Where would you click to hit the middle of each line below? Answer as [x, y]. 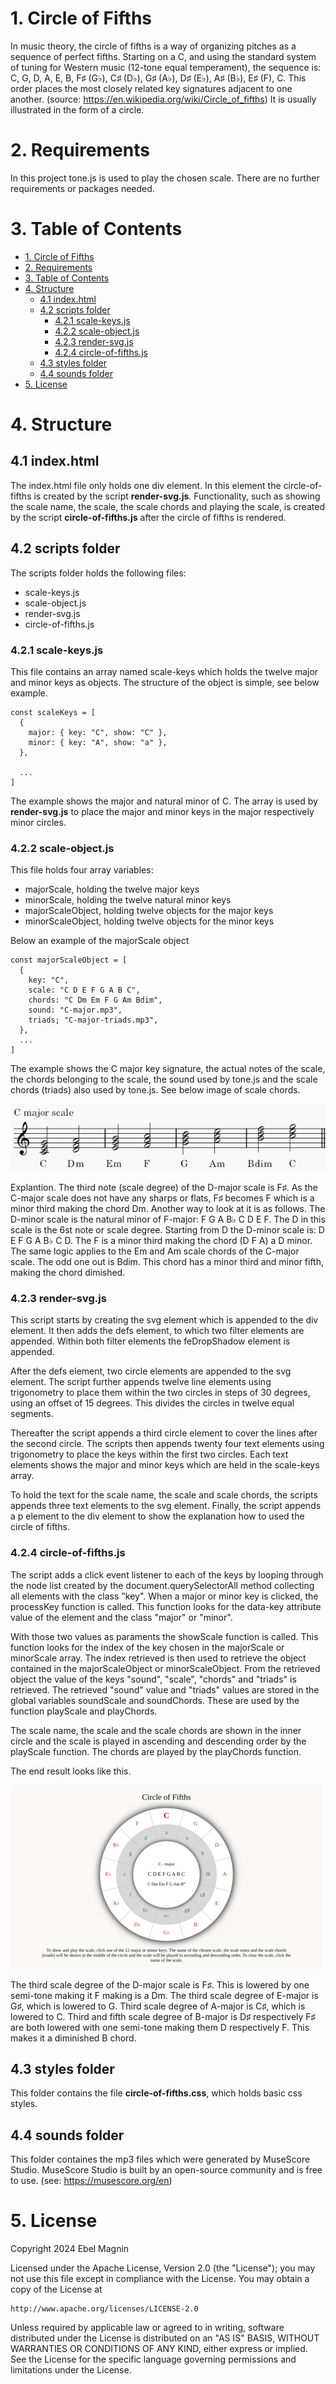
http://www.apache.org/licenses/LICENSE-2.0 [104, 2309]
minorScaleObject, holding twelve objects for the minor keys [149, 921]
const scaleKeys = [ [53, 712]
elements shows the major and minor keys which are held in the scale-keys [165, 1465]
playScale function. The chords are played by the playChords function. [156, 1751]
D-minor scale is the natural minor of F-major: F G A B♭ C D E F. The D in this [168, 1219]
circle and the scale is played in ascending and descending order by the [158, 1741]
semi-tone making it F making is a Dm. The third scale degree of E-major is [164, 1995]
